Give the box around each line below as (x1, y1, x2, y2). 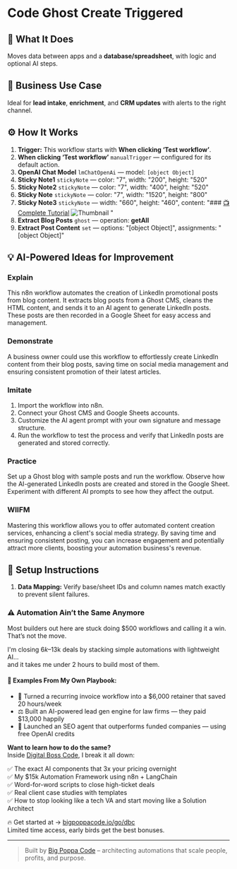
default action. (17, 160, 60, 169)
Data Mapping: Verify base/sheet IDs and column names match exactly (17, 583, 226, 591)
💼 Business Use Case (7, 80, 102, 92)
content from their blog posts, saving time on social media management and (7, 360, 229, 368)
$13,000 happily (17, 714, 65, 723)
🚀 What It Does (7, 33, 74, 45)
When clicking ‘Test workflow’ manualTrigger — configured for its (17, 153, 212, 161)
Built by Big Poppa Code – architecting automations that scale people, (24, 846, 228, 854)
